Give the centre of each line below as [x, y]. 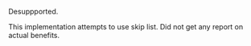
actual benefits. [34, 35]
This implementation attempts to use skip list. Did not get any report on [126, 27]
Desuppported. [33, 11]
